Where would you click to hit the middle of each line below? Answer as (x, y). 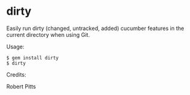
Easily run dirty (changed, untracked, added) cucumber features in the (95, 28)
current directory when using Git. (48, 34)
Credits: (16, 74)
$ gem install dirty (33, 58)
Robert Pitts (21, 86)
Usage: (15, 47)
